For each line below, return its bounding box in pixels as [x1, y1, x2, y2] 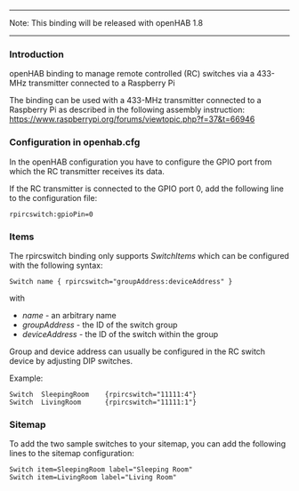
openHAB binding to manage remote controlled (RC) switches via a [9, 68, 255, 79]
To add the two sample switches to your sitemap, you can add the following [9, 439, 287, 449]
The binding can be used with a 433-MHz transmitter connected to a [9, 95, 262, 106]
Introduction [9, 48, 64, 60]
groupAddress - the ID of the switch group [21, 319, 178, 330]
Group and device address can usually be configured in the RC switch [9, 346, 265, 357]
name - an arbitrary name [21, 310, 117, 320]
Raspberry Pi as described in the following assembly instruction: [9, 104, 245, 116]
